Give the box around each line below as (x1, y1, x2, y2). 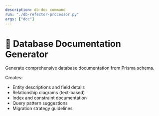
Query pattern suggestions (12, 100, 68, 106)
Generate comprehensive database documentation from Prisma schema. (5, 65, 155, 71)
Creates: (5, 75, 23, 81)
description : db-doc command (5, 7, 66, 12)
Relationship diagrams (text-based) (12, 90, 85, 96)
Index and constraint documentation (12, 95, 87, 101)
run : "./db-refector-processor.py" (5, 12, 79, 17)
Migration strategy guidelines (12, 106, 73, 112)
